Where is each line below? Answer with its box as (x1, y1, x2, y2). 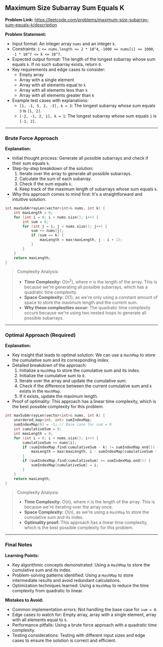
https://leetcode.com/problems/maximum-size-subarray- (34, 17, 149, 22)
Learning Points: (5, 552, 39, 558)
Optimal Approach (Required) (5, 332, 76, 339)
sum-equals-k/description (5, 22, 57, 28)
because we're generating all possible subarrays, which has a (24, 284, 148, 290)
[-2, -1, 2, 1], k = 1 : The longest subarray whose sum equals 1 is (19, 113, 157, 118)
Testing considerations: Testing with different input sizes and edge (12, 632, 146, 638)
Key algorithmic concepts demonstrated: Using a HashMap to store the (12, 562, 150, 567)
